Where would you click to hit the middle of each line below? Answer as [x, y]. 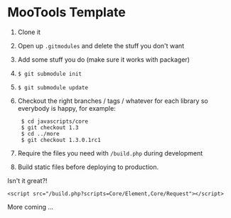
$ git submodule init [49, 74]
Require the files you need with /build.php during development [110, 153]
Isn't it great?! [27, 180]
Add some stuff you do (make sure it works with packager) [104, 59]
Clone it [29, 32]
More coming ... [31, 207]
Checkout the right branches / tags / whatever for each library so [113, 101]
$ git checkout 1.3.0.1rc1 [61, 140]
